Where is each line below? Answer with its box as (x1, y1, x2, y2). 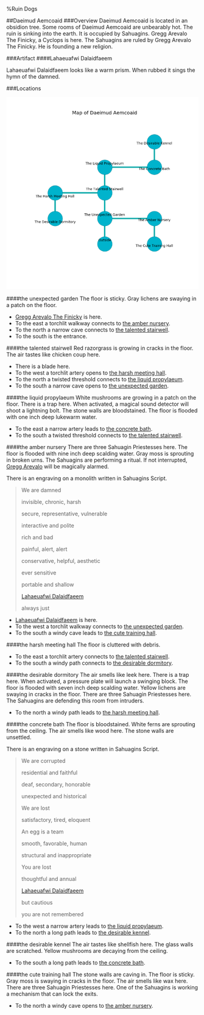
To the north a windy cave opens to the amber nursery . (15, 1002, 153, 1009)
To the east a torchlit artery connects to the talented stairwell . (15, 653, 170, 660)
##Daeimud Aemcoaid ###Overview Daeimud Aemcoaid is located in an (6, 17, 188, 24)
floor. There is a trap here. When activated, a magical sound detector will (6, 400, 189, 408)
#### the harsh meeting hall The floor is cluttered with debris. (6, 641, 161, 648)
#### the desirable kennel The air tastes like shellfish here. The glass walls (6, 941, 194, 948)
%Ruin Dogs (6, 5, 38, 12)
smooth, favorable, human (21, 840, 87, 847)
